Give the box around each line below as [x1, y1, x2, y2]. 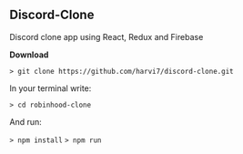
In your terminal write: [9, 82, 92, 94]
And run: [9, 116, 43, 127]
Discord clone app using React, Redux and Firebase [9, 31, 204, 42]
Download [9, 49, 49, 60]
